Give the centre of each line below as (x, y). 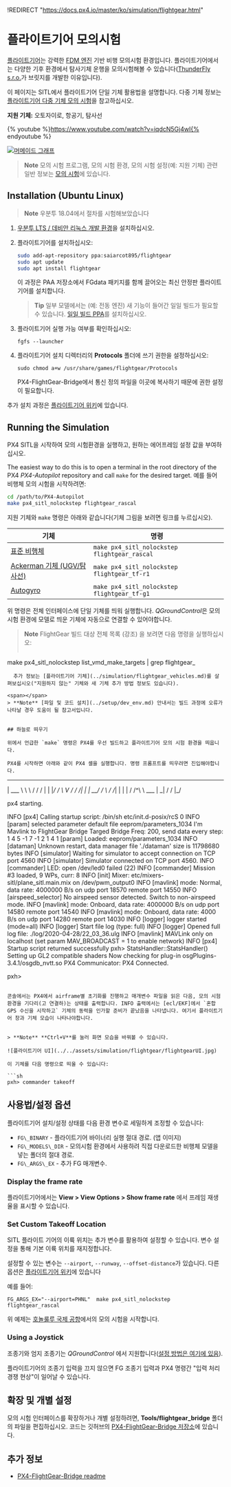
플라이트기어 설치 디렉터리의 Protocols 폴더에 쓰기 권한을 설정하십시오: (113, 355)
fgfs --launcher (40, 342)
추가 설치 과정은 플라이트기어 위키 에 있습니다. (68, 405)
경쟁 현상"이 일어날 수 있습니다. (49, 1376)
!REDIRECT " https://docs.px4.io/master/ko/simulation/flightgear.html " (106, 10)
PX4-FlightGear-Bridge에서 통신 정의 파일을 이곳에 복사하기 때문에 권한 (114, 382)
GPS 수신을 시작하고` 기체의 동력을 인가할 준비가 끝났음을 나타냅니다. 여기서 (102, 1011)
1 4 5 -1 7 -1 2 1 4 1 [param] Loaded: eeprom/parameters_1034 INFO (102, 838)
